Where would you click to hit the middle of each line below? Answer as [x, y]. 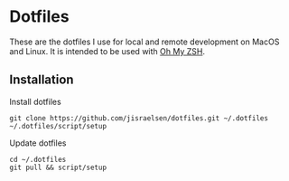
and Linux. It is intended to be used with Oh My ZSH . [107, 51]
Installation [42, 80]
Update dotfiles [38, 143]
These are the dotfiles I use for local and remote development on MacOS [144, 42]
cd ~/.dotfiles [38, 159]
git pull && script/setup [58, 167]
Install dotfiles [35, 101]
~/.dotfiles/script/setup [58, 126]
